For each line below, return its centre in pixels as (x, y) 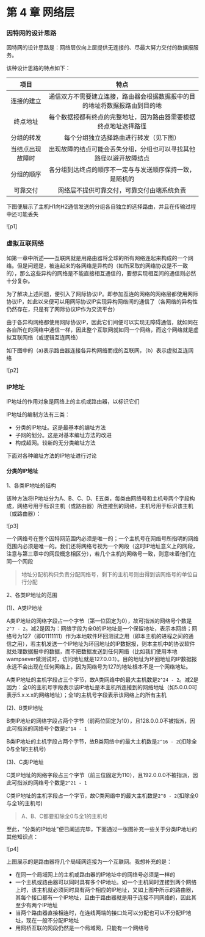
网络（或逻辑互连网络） (52, 337)
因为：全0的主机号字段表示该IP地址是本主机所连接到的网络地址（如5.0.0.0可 (102, 687)
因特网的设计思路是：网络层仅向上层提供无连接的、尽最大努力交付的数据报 (100, 48)
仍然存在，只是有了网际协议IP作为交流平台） (62, 309)
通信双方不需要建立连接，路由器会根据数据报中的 (119, 96)
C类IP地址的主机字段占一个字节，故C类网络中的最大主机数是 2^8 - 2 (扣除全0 (103, 796)
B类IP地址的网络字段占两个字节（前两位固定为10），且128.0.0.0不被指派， (98, 721)
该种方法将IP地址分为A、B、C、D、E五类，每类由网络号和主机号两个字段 (98, 499)
